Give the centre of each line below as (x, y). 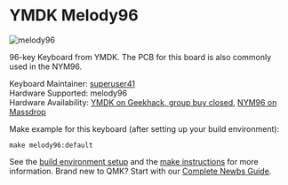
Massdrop (28, 112)
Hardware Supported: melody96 (68, 93)
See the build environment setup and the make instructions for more (134, 161)
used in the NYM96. (46, 66)
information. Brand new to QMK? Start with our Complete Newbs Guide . (140, 171)
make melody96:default (51, 145)
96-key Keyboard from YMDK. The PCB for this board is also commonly (140, 57)
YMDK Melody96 (74, 15)
